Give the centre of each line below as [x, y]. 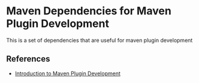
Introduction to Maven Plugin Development [68, 73]
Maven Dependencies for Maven [89, 11]
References [28, 59]
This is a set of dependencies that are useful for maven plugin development [99, 40]
